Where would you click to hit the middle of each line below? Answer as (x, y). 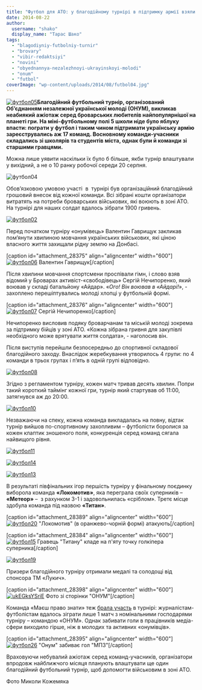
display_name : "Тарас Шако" (47, 34)
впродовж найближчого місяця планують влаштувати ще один (87, 663)
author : (16, 23)
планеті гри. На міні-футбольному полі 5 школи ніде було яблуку (93, 121)
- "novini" (25, 62)
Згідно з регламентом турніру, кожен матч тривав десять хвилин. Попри (100, 384)
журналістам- (176, 608)
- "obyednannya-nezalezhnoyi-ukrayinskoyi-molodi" (77, 68)
